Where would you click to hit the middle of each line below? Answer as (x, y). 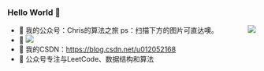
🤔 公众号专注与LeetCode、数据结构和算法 (86, 59)
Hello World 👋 (34, 12)
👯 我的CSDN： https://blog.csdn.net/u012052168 (97, 49)
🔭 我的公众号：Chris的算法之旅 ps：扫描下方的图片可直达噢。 (118, 30)
